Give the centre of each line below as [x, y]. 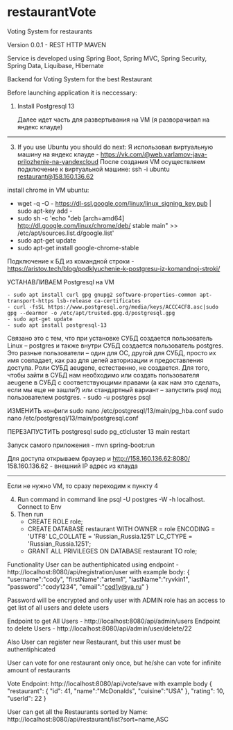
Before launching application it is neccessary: [72, 92]
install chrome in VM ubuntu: [48, 190]
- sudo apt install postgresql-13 [57, 325]
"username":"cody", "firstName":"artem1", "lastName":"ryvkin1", [98, 579]
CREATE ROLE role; [55, 521]
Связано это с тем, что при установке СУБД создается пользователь [110, 338]
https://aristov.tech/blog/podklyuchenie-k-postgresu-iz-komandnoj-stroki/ [114, 268]
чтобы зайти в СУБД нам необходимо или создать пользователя [103, 375]
